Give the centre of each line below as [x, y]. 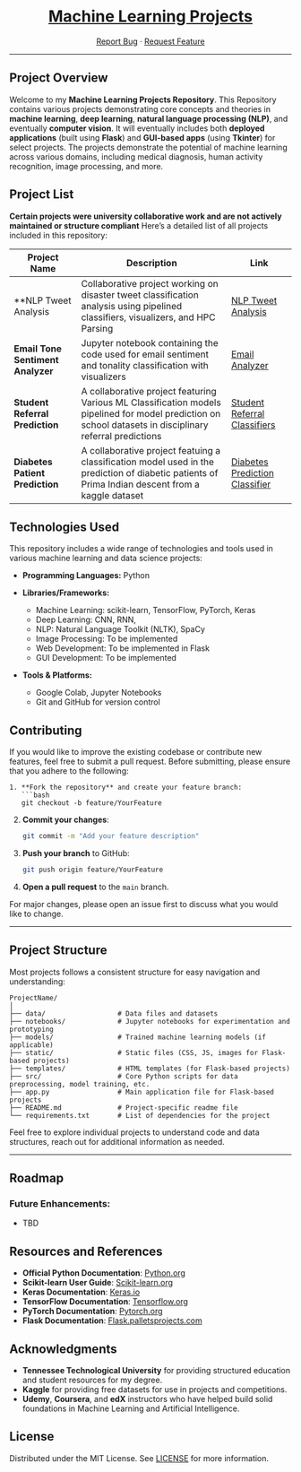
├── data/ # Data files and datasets [114, 1013]
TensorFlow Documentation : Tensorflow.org [105, 1302]
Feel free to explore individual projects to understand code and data [134, 1132]
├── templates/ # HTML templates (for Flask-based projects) [150, 1069]
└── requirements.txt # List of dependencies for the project [140, 1115]
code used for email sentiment [145, 354]
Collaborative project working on [150, 283]
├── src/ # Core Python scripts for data [124, 1076]
